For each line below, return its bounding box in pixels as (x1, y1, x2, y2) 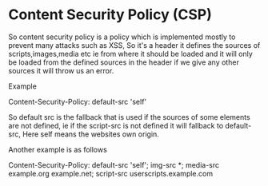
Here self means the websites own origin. (22, 129, 160, 139)
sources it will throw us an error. (8, 65, 114, 75)
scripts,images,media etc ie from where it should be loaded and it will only (8, 49, 254, 58)
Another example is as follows (8, 144, 108, 154)
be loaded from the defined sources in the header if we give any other (8, 57, 240, 67)
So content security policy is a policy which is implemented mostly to (8, 32, 236, 42)
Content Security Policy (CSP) (8, 6, 212, 24)
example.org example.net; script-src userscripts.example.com (8, 168, 214, 178)
